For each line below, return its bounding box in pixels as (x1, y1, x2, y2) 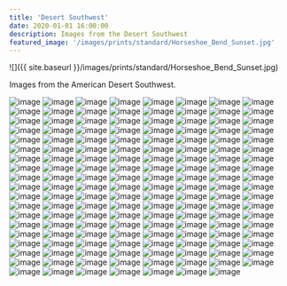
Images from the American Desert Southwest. (9, 79, 176, 90)
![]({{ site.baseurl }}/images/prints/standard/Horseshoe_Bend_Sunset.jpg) (9, 62, 279, 73)
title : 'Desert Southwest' (9, 12, 109, 22)
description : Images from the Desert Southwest (9, 29, 189, 38)
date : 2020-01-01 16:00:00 (9, 21, 109, 30)
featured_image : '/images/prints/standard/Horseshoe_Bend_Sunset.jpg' (9, 37, 275, 47)
